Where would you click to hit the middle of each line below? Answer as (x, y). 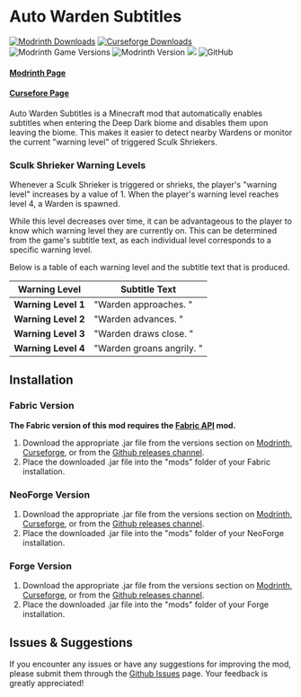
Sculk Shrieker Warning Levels (78, 165)
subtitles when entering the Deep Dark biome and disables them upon (139, 122)
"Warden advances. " (139, 319)
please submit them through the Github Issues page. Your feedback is (138, 674)
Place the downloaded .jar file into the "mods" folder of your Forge (146, 604)
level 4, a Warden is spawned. (65, 204)
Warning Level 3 (49, 334)
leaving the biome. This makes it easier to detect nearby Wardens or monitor (151, 132)
